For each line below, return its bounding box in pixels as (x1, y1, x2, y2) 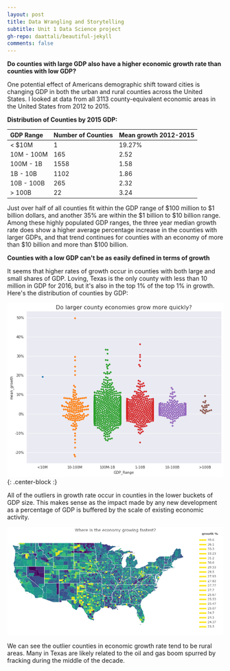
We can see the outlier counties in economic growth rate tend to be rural (7, 641, 212, 650)
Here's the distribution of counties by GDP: (7, 288, 128, 297)
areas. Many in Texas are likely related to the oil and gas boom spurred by (7, 649, 216, 657)
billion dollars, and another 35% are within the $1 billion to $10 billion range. (7, 211, 221, 219)
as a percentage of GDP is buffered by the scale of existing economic (7, 505, 204, 514)
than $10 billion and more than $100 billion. (7, 240, 128, 249)
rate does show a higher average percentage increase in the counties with (7, 225, 218, 234)
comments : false (7, 40, 54, 47)
